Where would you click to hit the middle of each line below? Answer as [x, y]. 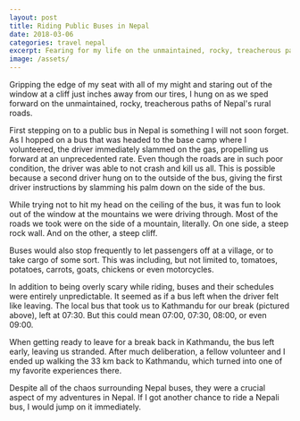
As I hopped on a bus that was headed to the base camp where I [128, 140]
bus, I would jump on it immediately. [75, 407]
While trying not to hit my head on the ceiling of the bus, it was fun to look [145, 205]
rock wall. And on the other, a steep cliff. [83, 233]
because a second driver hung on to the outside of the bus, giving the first [146, 178]
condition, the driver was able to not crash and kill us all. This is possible [142, 168]
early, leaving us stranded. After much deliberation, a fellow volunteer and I [147, 351]
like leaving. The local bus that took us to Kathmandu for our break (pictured [150, 306]
